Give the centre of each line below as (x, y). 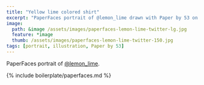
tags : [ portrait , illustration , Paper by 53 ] (65, 46)
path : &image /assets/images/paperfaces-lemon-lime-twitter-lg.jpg (100, 29)
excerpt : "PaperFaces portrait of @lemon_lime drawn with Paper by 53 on (102, 18)
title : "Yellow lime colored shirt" (53, 12)
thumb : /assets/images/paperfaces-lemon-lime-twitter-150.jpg (93, 40)
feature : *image (32, 35)
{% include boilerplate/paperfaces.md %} (59, 75)
